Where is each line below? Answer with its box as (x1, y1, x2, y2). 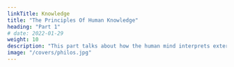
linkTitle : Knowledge (7, 10, 70, 17)
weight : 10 (7, 36, 39, 43)
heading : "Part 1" (7, 23, 61, 30)
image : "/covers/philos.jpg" (7, 50, 92, 57)
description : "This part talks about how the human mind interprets (7, 43, 210, 50)
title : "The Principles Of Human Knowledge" (7, 17, 139, 24)
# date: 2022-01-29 (7, 29, 64, 37)
